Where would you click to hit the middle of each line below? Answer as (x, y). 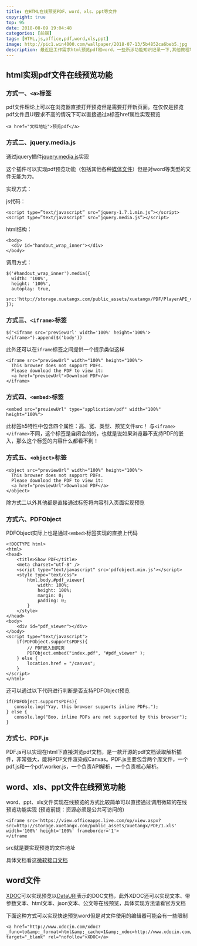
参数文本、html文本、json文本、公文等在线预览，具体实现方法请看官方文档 (96, 903)
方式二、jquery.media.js (41, 143)
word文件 (23, 880)
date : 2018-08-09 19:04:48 (39, 28)
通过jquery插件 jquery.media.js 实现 (48, 156)
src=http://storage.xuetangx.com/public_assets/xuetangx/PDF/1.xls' (91, 826)
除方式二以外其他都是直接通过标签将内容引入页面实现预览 (75, 502)
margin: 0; (51, 595)
